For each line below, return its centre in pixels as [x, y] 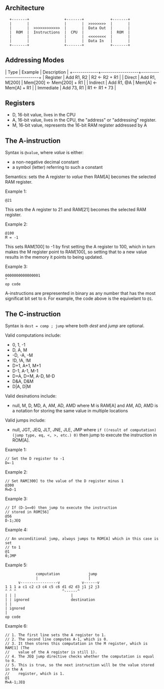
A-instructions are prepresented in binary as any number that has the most [80, 293]
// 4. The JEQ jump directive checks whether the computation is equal [80, 657]
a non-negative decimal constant [46, 162]
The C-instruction [33, 314]
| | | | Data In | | [70, 41]
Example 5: [16, 565]
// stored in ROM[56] [27, 512]
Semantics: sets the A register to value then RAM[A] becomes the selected [81, 177]
